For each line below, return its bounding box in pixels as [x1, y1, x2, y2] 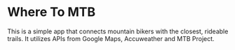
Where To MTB [7, 4, 96, 20]
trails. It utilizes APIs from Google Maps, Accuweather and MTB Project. [7, 34, 215, 42]
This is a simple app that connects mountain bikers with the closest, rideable [7, 27, 229, 35]
